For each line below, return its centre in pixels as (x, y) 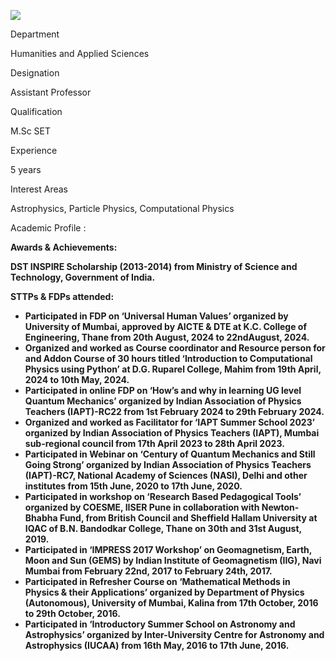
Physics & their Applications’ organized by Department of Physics (164, 592)
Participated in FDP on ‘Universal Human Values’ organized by (156, 316)
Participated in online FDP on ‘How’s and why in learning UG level (163, 390)
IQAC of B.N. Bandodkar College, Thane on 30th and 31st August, (163, 528)
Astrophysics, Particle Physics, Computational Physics (122, 208)
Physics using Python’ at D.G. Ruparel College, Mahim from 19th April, (173, 369)
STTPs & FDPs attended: (62, 296)
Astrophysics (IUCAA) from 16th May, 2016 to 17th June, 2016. (157, 645)
